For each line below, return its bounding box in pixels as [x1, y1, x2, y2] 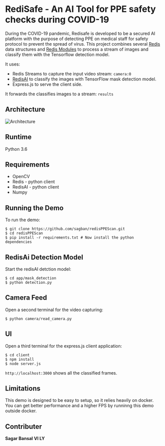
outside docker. [5, 408, 37, 414]
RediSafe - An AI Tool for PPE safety [5, 3, 156, 15]
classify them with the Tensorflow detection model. [5, 51, 110, 58]
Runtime [5, 133, 32, 141]
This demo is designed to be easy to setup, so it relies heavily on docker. [5, 397, 154, 403]
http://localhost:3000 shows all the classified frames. [5, 370, 117, 376]
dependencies [5, 240, 32, 245]
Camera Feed [5, 294, 47, 302]
